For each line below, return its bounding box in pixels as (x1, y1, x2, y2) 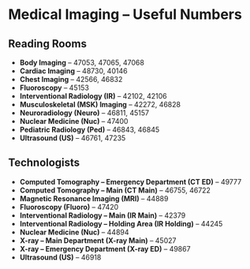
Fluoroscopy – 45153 (19, 83, 89, 92)
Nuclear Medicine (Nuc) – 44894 (19, 227, 129, 237)
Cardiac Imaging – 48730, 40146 (19, 66, 128, 76)
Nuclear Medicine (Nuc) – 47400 (19, 117, 129, 125)
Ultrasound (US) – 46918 (19, 252, 102, 262)
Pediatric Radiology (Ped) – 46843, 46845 (19, 125, 160, 134)
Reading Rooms (8, 37, 87, 50)
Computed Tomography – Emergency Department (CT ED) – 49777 (19, 177, 242, 186)
